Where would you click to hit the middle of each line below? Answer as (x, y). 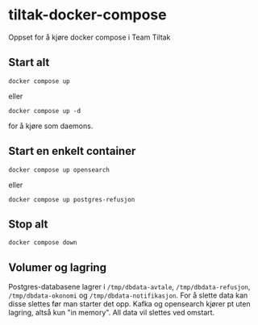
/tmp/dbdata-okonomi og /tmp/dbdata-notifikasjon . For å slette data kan (128, 295)
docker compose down (43, 243)
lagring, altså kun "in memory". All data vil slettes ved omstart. (112, 313)
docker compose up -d (45, 110)
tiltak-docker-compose (87, 15)
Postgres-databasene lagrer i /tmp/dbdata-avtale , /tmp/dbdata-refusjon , (129, 287)
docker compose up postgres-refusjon (72, 199)
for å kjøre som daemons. (51, 126)
